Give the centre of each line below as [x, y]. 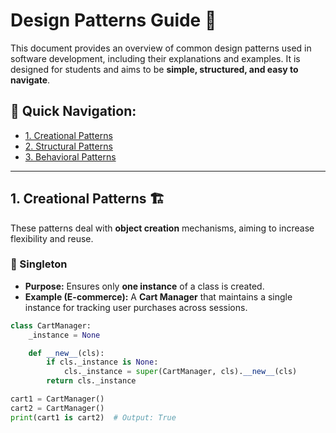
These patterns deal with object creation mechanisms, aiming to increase [162, 228]
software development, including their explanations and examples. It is [155, 58]
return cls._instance [91, 381]
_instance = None [64, 335]
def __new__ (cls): [66, 353]
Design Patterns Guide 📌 [113, 20]
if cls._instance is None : [102, 362]
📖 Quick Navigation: [73, 111]
